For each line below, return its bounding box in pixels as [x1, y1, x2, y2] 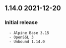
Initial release [4, 19, 38, 26]
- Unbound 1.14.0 [9, 39, 45, 44]
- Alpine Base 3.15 [9, 30, 50, 35]
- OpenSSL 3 [9, 34, 34, 39]
